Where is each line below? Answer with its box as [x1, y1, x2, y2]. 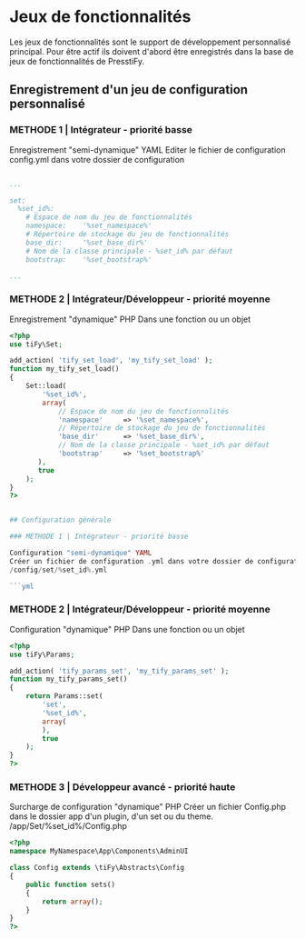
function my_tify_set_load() [9, 365, 120, 374]
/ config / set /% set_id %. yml [9, 565, 107, 574]
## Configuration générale [9, 515, 112, 524]
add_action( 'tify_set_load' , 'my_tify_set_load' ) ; [9, 356, 213, 365]
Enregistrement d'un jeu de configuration [9, 82, 248, 97]
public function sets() [25, 880, 116, 889]
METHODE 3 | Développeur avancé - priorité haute [9, 781, 236, 794]
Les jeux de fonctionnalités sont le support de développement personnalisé [9, 36, 291, 47]
